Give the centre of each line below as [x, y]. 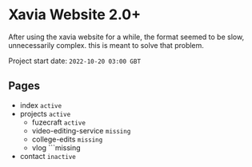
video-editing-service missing [81, 130]
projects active [45, 113]
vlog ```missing [56, 147]
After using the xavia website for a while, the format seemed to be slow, [126, 37]
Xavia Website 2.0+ [75, 15]
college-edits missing [67, 139]
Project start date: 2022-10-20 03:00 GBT [75, 61]
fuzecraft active [59, 122]
